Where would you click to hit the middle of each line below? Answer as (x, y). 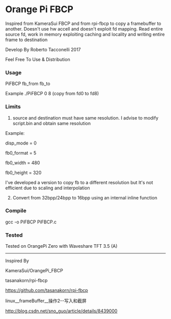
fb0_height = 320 (23, 172)
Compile (16, 211)
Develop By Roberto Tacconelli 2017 (43, 49)
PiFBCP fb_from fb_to (28, 84)
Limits (13, 107)
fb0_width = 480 (23, 163)
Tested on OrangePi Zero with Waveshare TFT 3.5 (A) (62, 246)
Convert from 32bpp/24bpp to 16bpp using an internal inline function (85, 197)
